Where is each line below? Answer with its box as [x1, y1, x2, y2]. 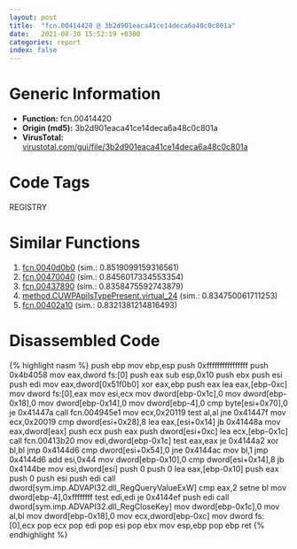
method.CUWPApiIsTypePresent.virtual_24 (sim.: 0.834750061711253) [21, 290, 278, 301]
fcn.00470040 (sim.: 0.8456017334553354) [21, 271, 184, 282]
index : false [9, 46, 58, 55]
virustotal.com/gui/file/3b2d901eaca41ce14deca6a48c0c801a [21, 142, 248, 152]
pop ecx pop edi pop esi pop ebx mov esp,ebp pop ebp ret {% [36, 520, 265, 530]
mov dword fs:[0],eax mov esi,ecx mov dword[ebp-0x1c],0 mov [9, 388, 242, 398]
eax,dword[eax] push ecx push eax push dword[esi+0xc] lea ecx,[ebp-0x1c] [9, 426, 288, 437]
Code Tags [9, 173, 90, 193]
